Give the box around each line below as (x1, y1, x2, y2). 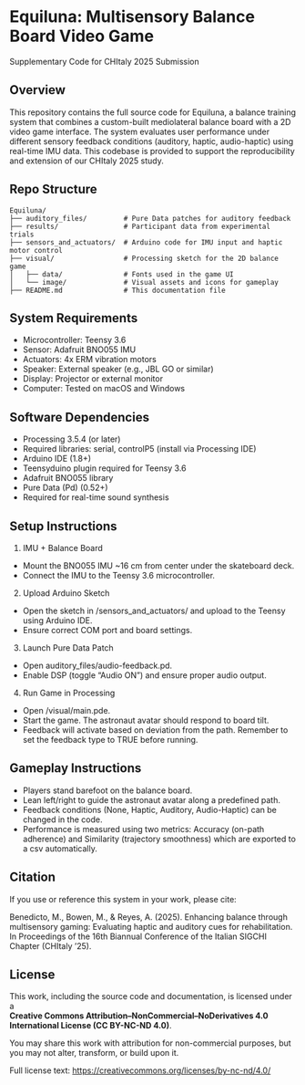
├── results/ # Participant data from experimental (9, 222, 271, 231)
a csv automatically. (22, 842, 97, 854)
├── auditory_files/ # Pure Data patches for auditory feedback (9, 214, 291, 223)
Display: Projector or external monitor (22, 373, 164, 384)
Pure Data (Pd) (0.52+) (22, 482, 108, 494)
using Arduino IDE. (22, 615, 93, 626)
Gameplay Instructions (9, 760, 142, 777)
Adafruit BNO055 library (22, 473, 114, 484)
